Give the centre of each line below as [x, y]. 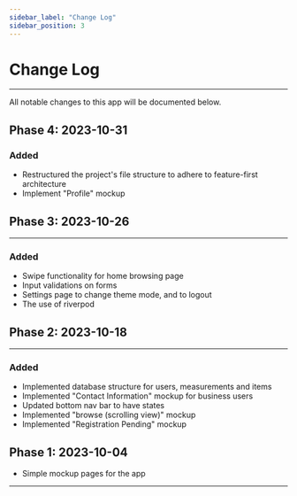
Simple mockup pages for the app [84, 474]
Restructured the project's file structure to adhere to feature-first [140, 174]
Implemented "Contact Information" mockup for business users [137, 396]
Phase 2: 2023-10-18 [69, 332]
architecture [44, 184]
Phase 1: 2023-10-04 [69, 452]
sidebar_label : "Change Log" [63, 17]
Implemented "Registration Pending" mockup [104, 424]
